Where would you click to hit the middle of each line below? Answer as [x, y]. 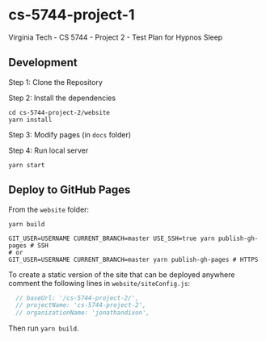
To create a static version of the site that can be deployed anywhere [122, 274]
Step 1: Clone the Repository [56, 82]
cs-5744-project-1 [72, 15]
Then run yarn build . [44, 328]
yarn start [27, 165]
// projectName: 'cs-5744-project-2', [81, 305]
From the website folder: [49, 209]
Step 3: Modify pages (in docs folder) [70, 134]
